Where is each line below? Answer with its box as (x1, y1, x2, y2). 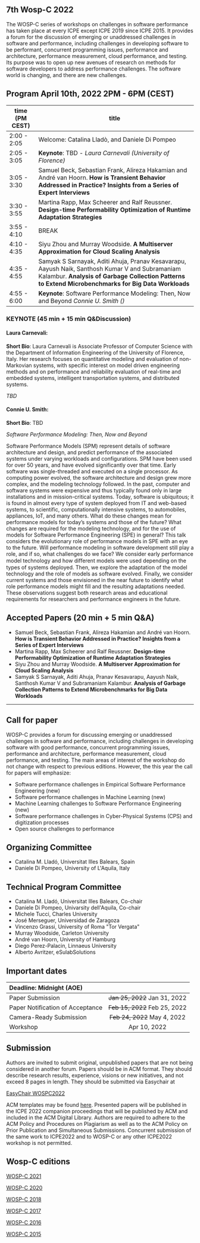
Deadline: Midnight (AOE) (9, 984, 83, 992)
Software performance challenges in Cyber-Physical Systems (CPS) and (14, 812, 193, 819)
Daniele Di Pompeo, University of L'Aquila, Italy (14, 865, 130, 872)
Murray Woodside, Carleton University (14, 929, 109, 937)
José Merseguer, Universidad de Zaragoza (14, 917, 120, 924)
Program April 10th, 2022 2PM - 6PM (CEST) (6, 89, 174, 99)
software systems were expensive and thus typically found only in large (6, 486, 182, 494)
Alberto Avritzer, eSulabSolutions (14, 948, 96, 956)
